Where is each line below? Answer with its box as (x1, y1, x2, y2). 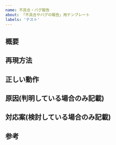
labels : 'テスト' (5, 17, 40, 22)
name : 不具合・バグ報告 (5, 7, 50, 13)
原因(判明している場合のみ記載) (5, 94, 105, 103)
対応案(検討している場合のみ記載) (5, 113, 111, 122)
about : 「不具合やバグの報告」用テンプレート (5, 12, 90, 17)
